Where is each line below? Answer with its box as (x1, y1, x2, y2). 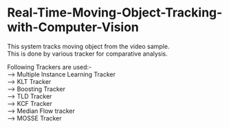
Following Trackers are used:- (7, 63, 92, 71)
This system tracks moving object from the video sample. (7, 42, 170, 50)
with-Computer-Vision (7, 19, 140, 35)
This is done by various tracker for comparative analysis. (7, 50, 168, 58)
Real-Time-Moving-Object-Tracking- (7, 5, 223, 21)
